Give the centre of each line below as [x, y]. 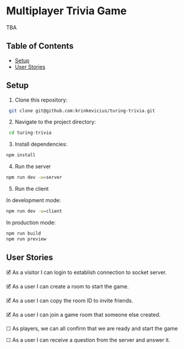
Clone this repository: [41, 100]
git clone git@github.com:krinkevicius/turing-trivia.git [82, 111]
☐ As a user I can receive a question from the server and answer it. [88, 339]
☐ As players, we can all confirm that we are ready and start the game [92, 328]
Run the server [33, 166]
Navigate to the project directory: [55, 122]
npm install [21, 155]
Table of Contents [40, 46]
